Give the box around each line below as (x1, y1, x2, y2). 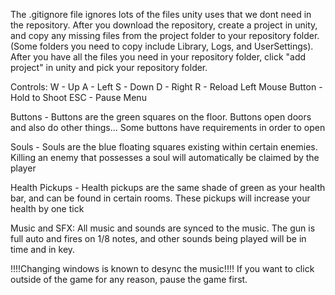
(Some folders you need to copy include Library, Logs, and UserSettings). (10, 40, 314, 52)
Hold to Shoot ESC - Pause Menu (10, 92, 147, 103)
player (10, 162, 37, 174)
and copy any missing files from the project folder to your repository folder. (10, 30, 320, 41)
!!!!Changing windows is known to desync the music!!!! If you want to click (10, 263, 315, 274)
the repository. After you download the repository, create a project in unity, (10, 19, 318, 31)
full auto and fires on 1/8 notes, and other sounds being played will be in (10, 233, 307, 244)
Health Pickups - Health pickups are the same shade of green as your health (10, 182, 326, 193)
